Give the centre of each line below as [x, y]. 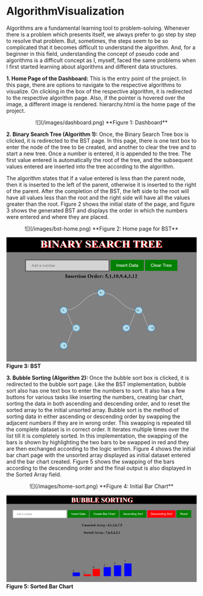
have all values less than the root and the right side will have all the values [98, 197]
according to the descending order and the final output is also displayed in [99, 468]
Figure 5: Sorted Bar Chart [40, 586]
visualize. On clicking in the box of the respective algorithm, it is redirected [99, 91]
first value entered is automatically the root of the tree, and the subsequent [100, 160]
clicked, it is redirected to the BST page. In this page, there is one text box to [101, 140]
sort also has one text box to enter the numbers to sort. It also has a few [96, 390]
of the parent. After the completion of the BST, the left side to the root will [98, 191]
